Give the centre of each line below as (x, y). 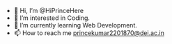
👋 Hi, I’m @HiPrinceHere (49, 11)
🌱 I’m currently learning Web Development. (75, 25)
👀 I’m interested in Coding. (52, 18)
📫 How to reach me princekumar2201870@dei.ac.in (89, 33)
